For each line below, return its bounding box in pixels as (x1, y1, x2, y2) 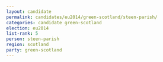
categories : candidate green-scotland (6, 19, 102, 25)
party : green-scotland (6, 47, 62, 53)
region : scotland (6, 42, 49, 48)
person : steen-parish (6, 36, 60, 42)
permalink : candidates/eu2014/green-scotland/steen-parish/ (6, 14, 158, 20)
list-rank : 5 (6, 31, 39, 37)
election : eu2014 (6, 25, 49, 31)
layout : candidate (6, 8, 52, 15)
